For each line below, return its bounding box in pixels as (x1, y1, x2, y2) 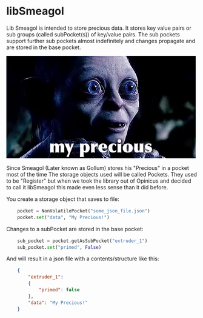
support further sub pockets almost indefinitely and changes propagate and (6, 37, 196, 44)
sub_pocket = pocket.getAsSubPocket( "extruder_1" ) (17, 238, 148, 244)
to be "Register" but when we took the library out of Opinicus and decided (6, 177, 191, 184)
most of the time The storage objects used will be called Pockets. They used (6, 171, 198, 178)
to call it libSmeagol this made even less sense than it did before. (6, 183, 168, 191)
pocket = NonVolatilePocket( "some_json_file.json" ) (17, 208, 150, 214)
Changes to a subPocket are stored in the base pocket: (6, 225, 144, 232)
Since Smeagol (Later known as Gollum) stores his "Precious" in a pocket (6, 164, 190, 171)
